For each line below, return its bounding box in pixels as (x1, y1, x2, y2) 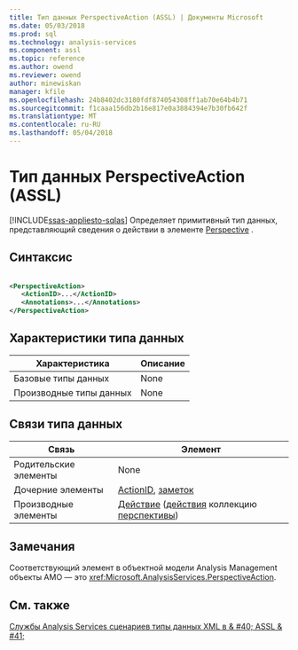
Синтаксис (9, 250, 73, 265)
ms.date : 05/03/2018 (9, 21, 86, 30)
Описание (140, 356, 186, 369)
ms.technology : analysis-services (9, 37, 137, 47)
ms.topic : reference (9, 54, 86, 63)
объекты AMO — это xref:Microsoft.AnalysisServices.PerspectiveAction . (9, 572, 277, 583)
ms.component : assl (9, 46, 82, 55)
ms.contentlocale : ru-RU (9, 121, 101, 129)
